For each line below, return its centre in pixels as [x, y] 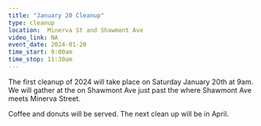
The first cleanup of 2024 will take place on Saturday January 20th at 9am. [131, 82]
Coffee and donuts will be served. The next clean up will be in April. [119, 113]
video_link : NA [33, 37]
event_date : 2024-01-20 [48, 45]
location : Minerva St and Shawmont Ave [76, 30]
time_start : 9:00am [40, 52]
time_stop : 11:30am [40, 60]
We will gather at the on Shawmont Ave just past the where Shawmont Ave [130, 90]
